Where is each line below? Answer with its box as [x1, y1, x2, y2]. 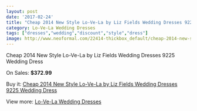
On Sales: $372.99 [6, 70, 52, 76]
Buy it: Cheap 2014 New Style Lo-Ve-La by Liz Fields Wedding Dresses [6, 81, 178, 88]
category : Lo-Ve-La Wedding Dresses [6, 25, 96, 31]
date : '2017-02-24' [6, 14, 54, 20]
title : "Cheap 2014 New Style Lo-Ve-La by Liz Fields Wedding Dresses [6, 19, 182, 25]
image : [6, 36, 22, 41]
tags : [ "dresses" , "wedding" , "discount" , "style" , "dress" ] [6, 30, 148, 36]
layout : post [6, 8, 38, 15]
